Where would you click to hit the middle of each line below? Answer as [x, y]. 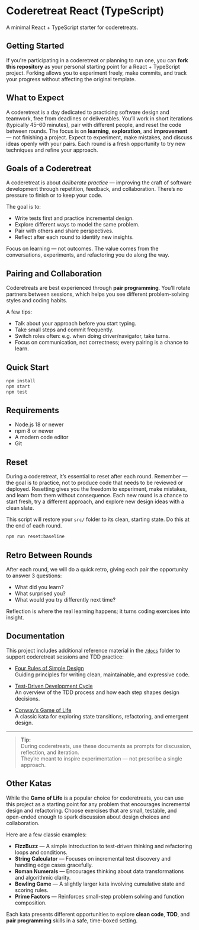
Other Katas [29, 784]
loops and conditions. [41, 852]
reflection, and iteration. [50, 752]
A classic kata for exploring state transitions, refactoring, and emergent [102, 716]
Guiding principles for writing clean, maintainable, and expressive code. [102, 675]
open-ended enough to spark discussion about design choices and [88, 817]
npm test [17, 392]
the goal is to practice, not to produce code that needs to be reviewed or [95, 483]
